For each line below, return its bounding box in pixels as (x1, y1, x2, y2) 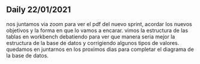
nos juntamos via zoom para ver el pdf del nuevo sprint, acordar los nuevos (6, 20, 193, 27)
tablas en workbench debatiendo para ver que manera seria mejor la (6, 33, 175, 40)
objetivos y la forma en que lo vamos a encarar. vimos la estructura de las (6, 27, 189, 34)
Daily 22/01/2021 (6, 5, 71, 15)
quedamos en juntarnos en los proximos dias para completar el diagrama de (6, 46, 195, 53)
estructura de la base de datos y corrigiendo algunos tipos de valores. (6, 39, 180, 46)
